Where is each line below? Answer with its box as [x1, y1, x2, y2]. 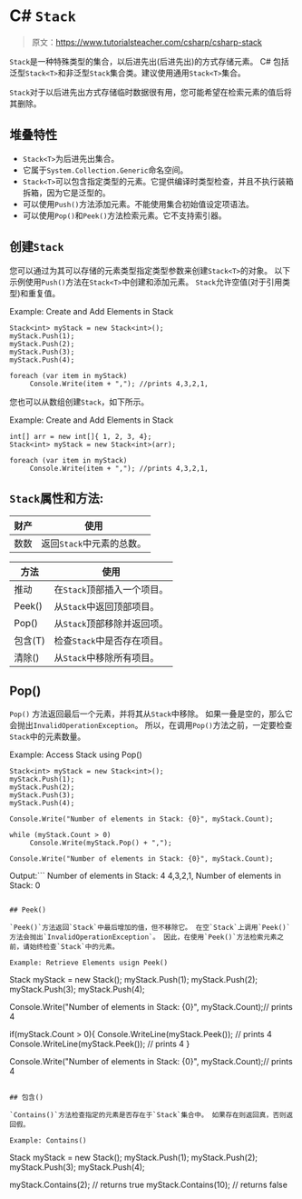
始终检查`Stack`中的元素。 [29, 943, 120, 952]
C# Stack [9, 5, 77, 26]
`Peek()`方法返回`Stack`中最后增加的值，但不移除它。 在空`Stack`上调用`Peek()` [9, 924, 291, 933]
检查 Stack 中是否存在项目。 [54, 634, 169, 647]
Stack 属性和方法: [9, 490, 104, 505]
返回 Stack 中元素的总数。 [41, 537, 147, 550]
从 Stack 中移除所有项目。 [54, 652, 160, 664]
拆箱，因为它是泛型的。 [22, 187, 111, 198]
